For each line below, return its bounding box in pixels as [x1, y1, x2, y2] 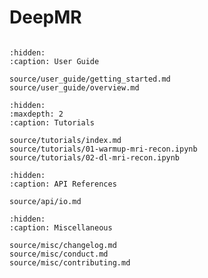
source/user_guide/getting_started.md [9, 74, 171, 84]
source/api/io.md [9, 196, 82, 206]
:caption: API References [9, 179, 117, 189]
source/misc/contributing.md [9, 257, 131, 268]
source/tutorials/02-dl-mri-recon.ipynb [9, 152, 181, 163]
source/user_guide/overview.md [9, 82, 140, 93]
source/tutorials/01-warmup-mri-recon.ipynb [9, 144, 198, 154]
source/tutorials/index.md [9, 135, 122, 145]
